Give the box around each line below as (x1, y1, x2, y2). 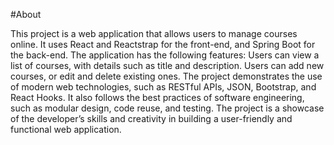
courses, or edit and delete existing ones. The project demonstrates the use (10, 70, 323, 82)
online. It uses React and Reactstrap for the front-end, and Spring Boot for (10, 39, 316, 50)
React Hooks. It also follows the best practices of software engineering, (10, 92, 305, 103)
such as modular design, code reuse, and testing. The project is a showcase (10, 102, 325, 114)
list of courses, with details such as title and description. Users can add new (10, 60, 325, 71)
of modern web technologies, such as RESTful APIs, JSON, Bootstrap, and (10, 81, 317, 93)
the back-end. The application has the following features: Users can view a (10, 49, 320, 61)
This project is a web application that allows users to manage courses (10, 28, 298, 39)
